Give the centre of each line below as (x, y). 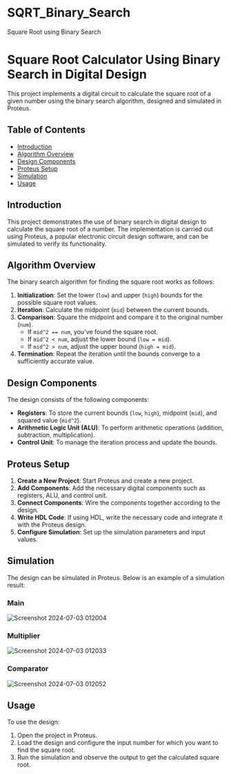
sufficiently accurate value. (56, 361)
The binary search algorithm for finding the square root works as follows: (111, 282)
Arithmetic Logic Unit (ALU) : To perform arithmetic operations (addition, (120, 428)
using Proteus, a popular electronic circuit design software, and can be (108, 236)
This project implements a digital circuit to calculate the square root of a (109, 93)
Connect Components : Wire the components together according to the (119, 503)
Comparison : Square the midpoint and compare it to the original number (120, 317)
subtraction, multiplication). (56, 435)
